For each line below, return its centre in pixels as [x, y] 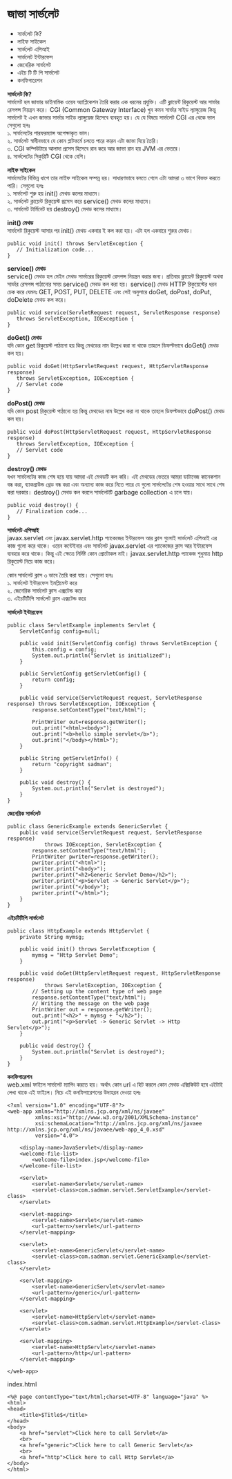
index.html [22, 1384]
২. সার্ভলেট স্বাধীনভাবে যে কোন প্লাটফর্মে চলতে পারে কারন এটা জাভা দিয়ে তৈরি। [84, 140]
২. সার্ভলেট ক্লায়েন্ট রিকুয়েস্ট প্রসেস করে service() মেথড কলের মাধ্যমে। [80, 201]
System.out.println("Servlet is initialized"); [101, 656]
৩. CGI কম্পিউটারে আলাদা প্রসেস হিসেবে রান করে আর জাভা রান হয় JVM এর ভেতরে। [94, 149]
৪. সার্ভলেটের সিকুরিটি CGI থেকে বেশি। [47, 156]
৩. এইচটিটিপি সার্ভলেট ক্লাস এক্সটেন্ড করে [47, 598]
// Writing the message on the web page [91, 1003]
